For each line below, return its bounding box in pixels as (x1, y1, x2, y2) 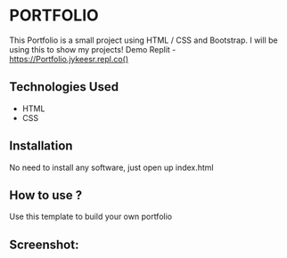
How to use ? (9, 188, 83, 203)
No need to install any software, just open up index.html (9, 162, 214, 173)
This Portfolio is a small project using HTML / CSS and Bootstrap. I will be (9, 35, 278, 45)
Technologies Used (9, 79, 119, 94)
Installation (9, 139, 73, 154)
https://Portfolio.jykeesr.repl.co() (9, 53, 129, 64)
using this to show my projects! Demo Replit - (9, 44, 176, 54)
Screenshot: (9, 237, 79, 252)
